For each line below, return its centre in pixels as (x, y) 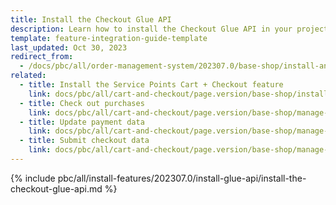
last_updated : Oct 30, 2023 (69, 47)
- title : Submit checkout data (84, 141)
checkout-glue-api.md (56, 188)
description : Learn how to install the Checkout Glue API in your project (169, 29)
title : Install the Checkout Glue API (91, 19)
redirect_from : (42, 57)
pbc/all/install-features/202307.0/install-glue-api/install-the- (182, 178)
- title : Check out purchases (82, 103)
